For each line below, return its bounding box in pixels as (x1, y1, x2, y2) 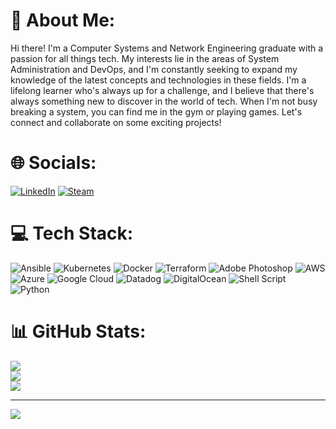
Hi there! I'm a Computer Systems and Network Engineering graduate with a (10, 42, 324, 54)
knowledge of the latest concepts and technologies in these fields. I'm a (10, 74, 307, 86)
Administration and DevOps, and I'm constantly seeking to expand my (10, 63, 298, 75)
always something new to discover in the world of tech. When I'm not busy (10, 95, 318, 107)
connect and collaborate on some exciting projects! (10, 116, 222, 128)
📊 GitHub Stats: (10, 320, 147, 343)
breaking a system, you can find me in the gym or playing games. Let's (10, 105, 303, 118)
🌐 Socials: (10, 152, 97, 174)
